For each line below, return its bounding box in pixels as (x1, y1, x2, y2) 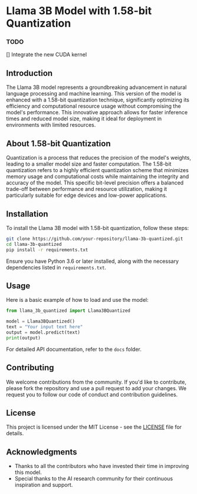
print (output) (6, 335, 41, 341)
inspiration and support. (14, 482, 73, 489)
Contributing (6, 363, 54, 373)
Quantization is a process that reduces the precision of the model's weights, (6, 154, 192, 162)
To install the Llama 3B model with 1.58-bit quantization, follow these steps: (6, 224, 189, 231)
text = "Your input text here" (6, 324, 83, 330)
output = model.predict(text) (6, 329, 81, 335)
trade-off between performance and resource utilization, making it (6, 186, 167, 193)
